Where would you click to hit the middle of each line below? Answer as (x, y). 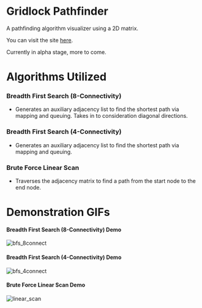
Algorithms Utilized (57, 77)
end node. (28, 188)
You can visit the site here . (40, 40)
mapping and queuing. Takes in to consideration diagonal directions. (101, 116)
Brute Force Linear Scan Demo (46, 285)
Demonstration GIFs (58, 212)
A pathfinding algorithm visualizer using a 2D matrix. (73, 28)
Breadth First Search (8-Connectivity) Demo (64, 229)
